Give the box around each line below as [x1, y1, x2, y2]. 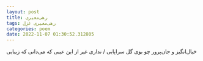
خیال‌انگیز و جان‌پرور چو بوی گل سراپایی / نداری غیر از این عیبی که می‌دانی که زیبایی [6, 48, 197, 55]
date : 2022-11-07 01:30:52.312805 [6, 31, 95, 37]
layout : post [6, 8, 40, 15]
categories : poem [6, 25, 51, 32]
